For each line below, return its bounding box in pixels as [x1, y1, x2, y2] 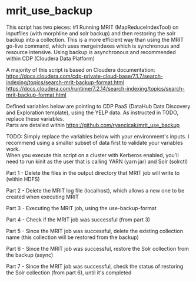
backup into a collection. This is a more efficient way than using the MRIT [6, 36, 184, 43]
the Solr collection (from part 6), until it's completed [6, 269, 132, 276]
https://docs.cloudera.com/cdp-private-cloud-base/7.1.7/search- [6, 72, 164, 79]
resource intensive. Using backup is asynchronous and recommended [6, 48, 177, 55]
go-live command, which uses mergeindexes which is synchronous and [6, 42, 180, 49]
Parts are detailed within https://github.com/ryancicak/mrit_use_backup [6, 121, 180, 128]
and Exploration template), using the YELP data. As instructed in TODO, [6, 109, 178, 116]
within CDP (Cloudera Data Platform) [6, 55, 95, 62]
